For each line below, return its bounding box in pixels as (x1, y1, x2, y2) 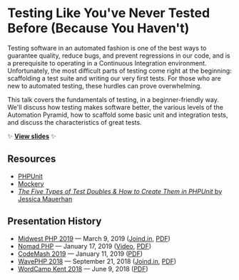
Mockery (17, 180, 44, 188)
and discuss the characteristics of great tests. (7, 118, 142, 126)
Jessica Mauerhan (17, 195, 73, 203)
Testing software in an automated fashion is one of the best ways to (7, 43, 207, 52)
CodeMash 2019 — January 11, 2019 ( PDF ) (17, 249, 143, 258)
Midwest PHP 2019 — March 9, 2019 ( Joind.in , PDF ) (17, 234, 171, 243)
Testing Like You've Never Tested (7, 5, 210, 21)
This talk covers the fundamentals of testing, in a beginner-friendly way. (7, 95, 220, 104)
